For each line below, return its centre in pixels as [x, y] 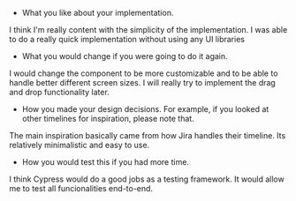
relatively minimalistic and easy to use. [80, 145]
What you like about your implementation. [98, 13]
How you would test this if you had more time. [106, 162]
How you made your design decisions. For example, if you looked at [145, 109]
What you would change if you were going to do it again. [125, 56]
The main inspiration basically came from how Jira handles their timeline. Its [148, 135]
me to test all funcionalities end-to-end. [81, 188]
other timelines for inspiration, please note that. [108, 119]
